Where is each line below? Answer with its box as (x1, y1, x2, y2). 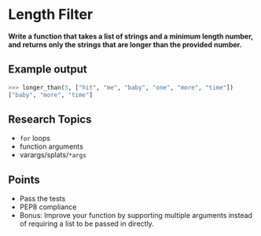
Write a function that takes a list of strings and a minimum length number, (8, 31, 253, 41)
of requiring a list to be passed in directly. (19, 219, 155, 229)
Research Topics (8, 112, 92, 126)
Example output (8, 63, 88, 76)
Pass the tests (19, 194, 66, 204)
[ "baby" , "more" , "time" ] (8, 90, 93, 99)
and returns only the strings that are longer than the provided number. (8, 39, 242, 49)
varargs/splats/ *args (19, 150, 86, 160)
